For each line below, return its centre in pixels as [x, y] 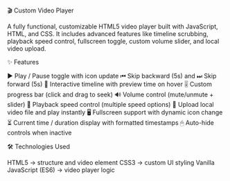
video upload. [27, 49]
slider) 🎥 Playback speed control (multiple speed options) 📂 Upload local [110, 104]
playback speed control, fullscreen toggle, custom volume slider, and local [113, 41]
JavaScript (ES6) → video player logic [61, 170]
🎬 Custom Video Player [41, 10]
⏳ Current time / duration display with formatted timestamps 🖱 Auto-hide [111, 123]
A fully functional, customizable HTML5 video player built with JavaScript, [113, 26]
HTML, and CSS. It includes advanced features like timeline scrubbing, [108, 34]
